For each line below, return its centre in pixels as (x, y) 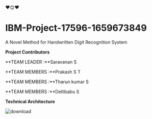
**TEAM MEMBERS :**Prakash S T (43, 72)
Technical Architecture (30, 101)
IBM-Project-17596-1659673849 (76, 28)
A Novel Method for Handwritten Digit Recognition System (66, 42)
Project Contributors (28, 52)
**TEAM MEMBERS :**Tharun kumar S (47, 82)
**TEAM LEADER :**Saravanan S (41, 62)
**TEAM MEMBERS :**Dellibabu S (42, 91)
